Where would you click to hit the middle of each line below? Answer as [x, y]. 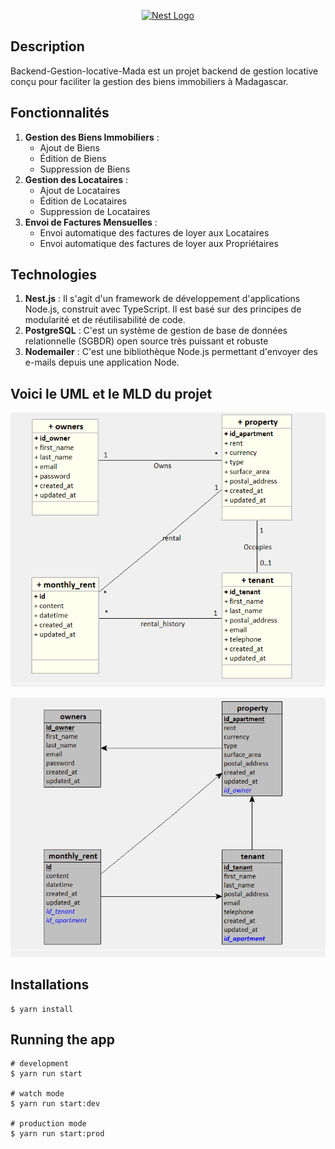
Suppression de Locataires [95, 211]
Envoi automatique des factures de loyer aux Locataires [154, 232]
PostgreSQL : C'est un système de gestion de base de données [156, 331]
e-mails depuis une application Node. [102, 362]
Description [47, 46]
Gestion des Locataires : [76, 179]
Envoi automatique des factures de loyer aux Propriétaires [159, 243]
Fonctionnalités [60, 113]
